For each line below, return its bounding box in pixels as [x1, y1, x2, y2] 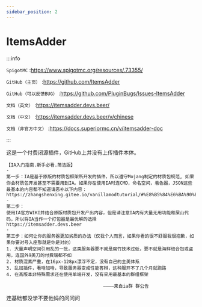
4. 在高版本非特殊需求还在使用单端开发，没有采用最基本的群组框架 [6, 271, 149, 278]
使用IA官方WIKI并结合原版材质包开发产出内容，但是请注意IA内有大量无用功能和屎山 [6, 209, 185, 216]
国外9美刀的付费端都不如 [19, 252, 72, 258]
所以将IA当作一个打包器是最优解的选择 [14, 216, 97, 222]
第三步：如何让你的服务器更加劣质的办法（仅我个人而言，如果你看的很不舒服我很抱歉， [6, 233, 190, 239]
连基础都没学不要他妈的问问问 [6, 294, 80, 302]
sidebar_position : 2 [6, 8, 58, 15]
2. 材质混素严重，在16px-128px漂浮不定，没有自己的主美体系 [6, 258, 140, 265]
